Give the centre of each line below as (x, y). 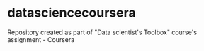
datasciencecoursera (72, 13)
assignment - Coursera (41, 39)
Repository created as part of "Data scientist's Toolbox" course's (102, 32)
